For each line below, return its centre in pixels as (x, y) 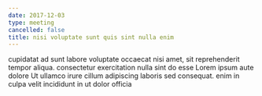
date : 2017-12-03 (37, 15)
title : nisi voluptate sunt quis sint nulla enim (91, 37)
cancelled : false (37, 30)
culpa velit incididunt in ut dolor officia (70, 84)
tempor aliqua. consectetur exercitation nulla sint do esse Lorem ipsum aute (131, 68)
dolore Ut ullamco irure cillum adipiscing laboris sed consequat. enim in (124, 76)
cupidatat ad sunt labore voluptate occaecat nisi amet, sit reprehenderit (124, 59)
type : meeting (31, 23)
